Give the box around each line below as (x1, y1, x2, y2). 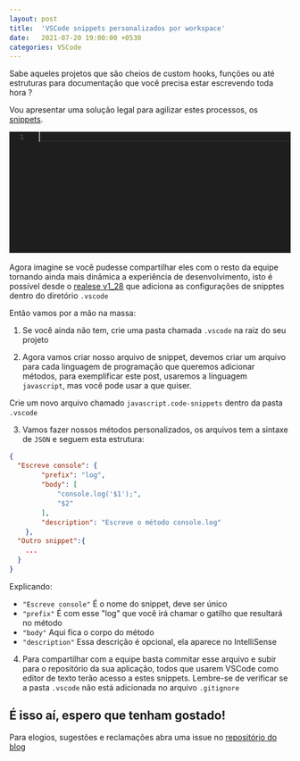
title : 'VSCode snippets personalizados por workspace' (9, 23, 226, 33)
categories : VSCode (9, 43, 82, 52)
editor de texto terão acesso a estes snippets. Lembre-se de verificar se (21, 673, 288, 683)
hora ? (9, 88, 33, 98)
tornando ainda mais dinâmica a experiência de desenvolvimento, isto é (9, 271, 273, 281)
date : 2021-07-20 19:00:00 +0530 (9, 33, 142, 42)
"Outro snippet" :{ (17, 537, 87, 546)
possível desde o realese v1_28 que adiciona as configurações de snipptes (9, 280, 285, 291)
